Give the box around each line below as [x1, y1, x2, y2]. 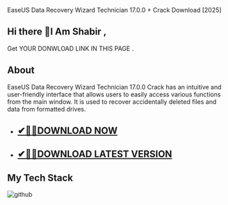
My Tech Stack [7, 172, 73, 184]
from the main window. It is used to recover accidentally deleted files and [7, 97, 217, 106]
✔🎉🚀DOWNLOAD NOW [17, 125, 118, 137]
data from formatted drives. [7, 105, 86, 113]
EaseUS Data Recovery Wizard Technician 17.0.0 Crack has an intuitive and [7, 82, 222, 91]
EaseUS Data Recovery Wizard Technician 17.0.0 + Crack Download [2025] [7, 6, 222, 14]
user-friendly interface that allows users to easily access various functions [7, 90, 221, 98]
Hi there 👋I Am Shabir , [7, 26, 107, 37]
